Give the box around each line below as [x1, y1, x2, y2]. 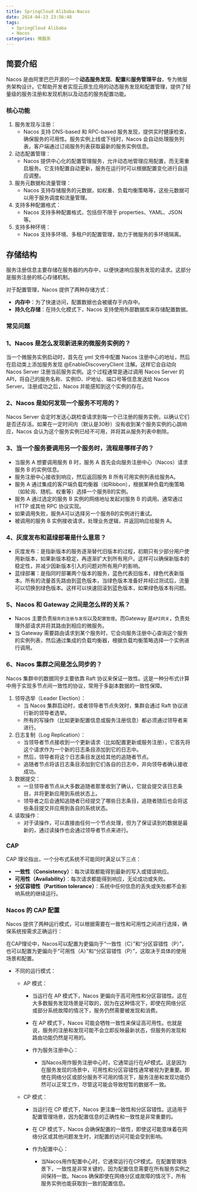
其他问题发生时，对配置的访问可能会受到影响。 [52, 1133, 166, 1140]
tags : [6, 19, 19, 25]
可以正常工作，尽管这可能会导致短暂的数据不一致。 [46, 1081, 170, 1088]
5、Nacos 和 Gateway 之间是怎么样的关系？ [6, 600, 131, 609]
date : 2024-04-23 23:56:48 [6, 14, 72, 20]
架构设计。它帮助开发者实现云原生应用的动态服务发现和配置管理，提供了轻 [11, 83, 191, 90]
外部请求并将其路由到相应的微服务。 [19, 622, 107, 629]
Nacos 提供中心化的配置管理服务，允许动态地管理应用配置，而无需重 [23, 158, 189, 165]
